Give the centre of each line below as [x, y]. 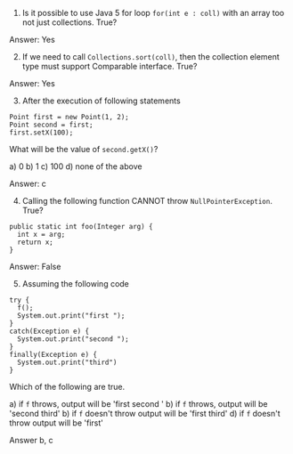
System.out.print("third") [67, 362]
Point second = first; [51, 125]
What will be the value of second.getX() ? [84, 149]
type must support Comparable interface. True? [110, 66]
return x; [35, 242]
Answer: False [35, 267]
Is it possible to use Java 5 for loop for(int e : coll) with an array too [153, 13]
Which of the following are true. [67, 387]
